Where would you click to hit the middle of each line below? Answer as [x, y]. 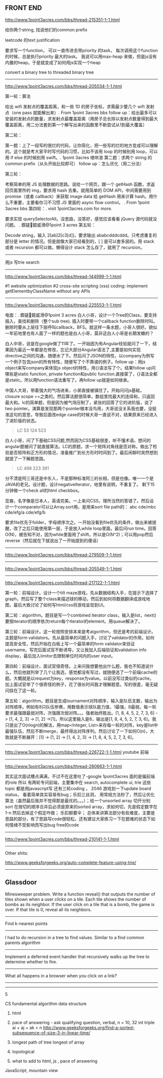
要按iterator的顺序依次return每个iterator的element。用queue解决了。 [74, 621]
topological [23, 1051]
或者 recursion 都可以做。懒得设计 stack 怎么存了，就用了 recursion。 [75, 247]
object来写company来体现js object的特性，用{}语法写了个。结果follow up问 [81, 368]
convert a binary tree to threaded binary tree [49, 72]
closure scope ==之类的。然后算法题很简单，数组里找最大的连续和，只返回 [80, 396]
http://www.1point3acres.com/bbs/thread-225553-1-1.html [63, 305]
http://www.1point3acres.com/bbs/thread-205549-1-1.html [64, 569]
